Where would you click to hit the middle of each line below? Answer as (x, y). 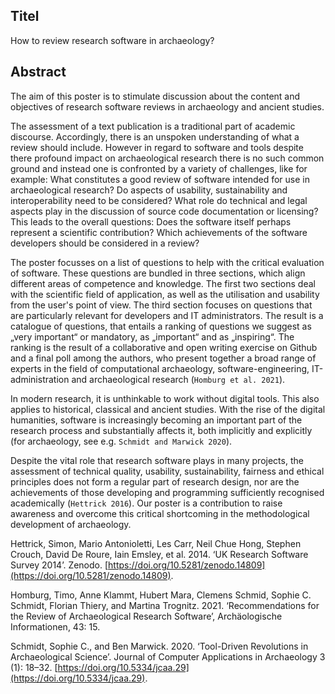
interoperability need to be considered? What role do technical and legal (159, 200)
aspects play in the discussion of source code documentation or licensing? (164, 211)
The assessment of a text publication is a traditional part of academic (153, 126)
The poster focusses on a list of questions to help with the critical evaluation (167, 262)
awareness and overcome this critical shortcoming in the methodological (160, 513)
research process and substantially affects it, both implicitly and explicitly (161, 430)
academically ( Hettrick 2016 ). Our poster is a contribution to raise (146, 503)
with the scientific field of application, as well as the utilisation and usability (165, 294)
